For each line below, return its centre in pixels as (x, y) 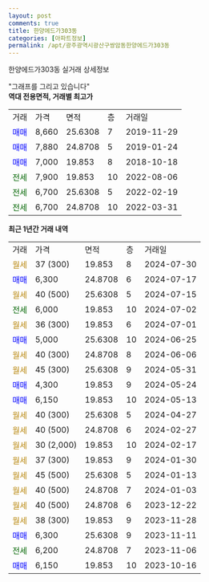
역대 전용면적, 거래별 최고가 (51, 96)
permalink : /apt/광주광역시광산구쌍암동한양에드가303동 (89, 46)
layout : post (30, 16)
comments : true (34, 23)
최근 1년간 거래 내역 (38, 229)
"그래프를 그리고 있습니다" (49, 87)
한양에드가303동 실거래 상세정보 (59, 70)
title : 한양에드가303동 (43, 31)
